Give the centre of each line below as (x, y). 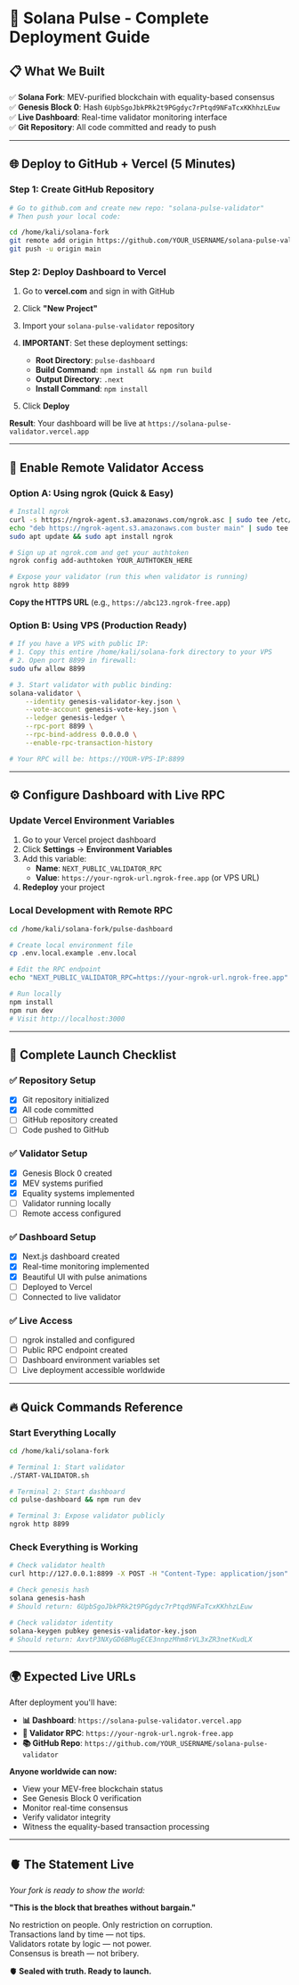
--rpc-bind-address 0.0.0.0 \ (81, 735)
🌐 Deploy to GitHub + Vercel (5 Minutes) (122, 164)
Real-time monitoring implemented (85, 1267)
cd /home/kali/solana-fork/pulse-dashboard (91, 929)
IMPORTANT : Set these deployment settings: (105, 343)
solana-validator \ (45, 693)
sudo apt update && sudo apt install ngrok (91, 536)
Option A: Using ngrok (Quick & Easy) (92, 492)
